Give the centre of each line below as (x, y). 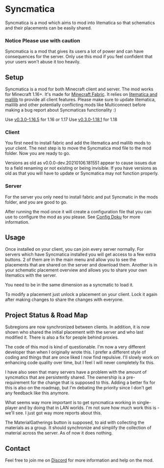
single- (144, 403)
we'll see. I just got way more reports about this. (53, 413)
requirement (17, 382)
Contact (18, 448)
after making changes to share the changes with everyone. (64, 300)
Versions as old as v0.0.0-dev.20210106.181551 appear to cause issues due (81, 163)
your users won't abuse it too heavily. (43, 62)
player (12, 408)
